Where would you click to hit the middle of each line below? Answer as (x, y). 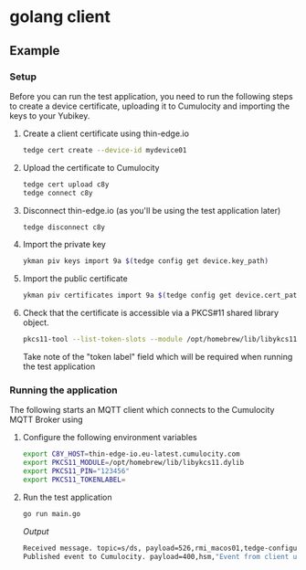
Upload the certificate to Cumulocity (91, 167)
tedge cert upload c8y (66, 185)
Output (36, 531)
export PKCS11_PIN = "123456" (76, 471)
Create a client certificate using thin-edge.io (106, 133)
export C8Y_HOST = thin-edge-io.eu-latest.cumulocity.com (131, 454)
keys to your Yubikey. (50, 115)
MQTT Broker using (47, 420)
